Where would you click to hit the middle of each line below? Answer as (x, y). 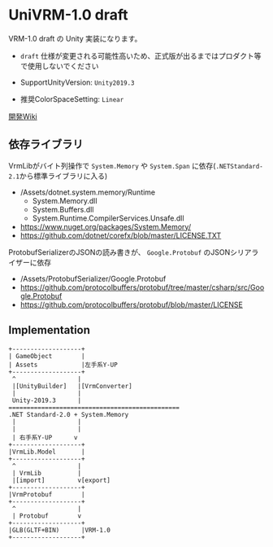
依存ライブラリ (46, 144)
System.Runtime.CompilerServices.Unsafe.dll (108, 218)
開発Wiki (23, 116)
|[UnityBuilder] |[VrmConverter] (72, 386)
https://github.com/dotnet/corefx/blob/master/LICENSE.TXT (121, 235)
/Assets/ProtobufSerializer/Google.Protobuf (93, 278)
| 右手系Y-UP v (45, 437)
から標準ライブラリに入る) (63, 176)
